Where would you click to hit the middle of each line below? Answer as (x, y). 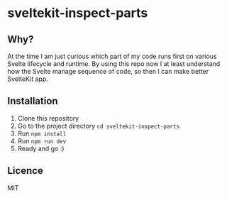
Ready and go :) (41, 148)
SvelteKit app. (28, 79)
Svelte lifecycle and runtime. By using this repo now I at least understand (114, 64)
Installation (33, 101)
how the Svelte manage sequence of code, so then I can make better (108, 71)
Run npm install (42, 133)
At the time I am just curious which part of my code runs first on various (112, 56)
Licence (26, 171)
